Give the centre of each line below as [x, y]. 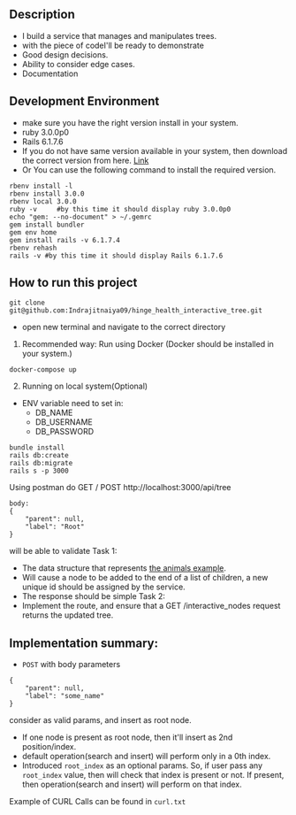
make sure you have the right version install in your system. [130, 122]
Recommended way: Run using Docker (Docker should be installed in [148, 344]
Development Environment [84, 101]
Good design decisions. [65, 54]
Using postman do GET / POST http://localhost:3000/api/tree [120, 488]
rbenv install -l [41, 186]
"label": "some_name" [65, 696]
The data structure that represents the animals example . [124, 568]
